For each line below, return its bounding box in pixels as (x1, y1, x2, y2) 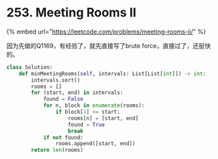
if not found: (43, 134, 84, 141)
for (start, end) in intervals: (31, 89, 124, 97)
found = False (43, 96, 84, 103)
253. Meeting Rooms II (6, 5, 136, 21)
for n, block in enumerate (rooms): (43, 102, 145, 109)
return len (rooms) (31, 147, 84, 154)
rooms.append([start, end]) (55, 140, 136, 147)
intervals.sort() (31, 77, 80, 84)
